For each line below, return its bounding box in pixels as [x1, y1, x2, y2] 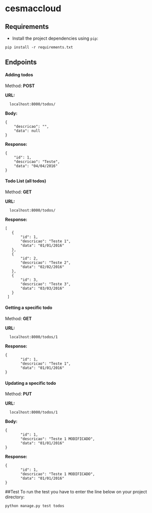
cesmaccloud [5, 3, 62, 14]
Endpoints [5, 58, 37, 67]
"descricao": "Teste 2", [20, 260, 71, 265]
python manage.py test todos [5, 504, 65, 509]
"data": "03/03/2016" [20, 286, 65, 291]
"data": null [14, 128, 41, 133]
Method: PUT [5, 391, 32, 397]
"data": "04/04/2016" [14, 163, 58, 168]
